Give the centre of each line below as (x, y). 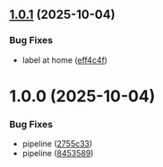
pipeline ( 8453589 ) (58, 154)
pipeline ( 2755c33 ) (57, 144)
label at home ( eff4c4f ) (64, 60)
